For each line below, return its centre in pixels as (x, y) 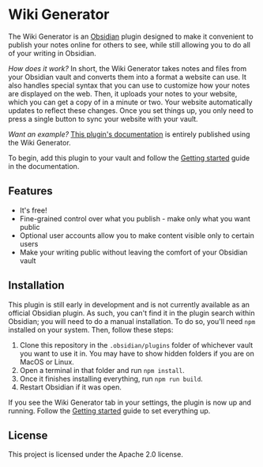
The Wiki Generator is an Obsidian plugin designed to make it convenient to (131, 36)
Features (30, 191)
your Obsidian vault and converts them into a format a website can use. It (128, 77)
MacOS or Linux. (47, 362)
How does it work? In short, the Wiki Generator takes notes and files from (128, 68)
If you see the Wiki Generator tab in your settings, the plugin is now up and (130, 402)
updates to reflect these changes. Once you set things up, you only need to (131, 110)
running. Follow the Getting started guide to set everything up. (109, 411)
